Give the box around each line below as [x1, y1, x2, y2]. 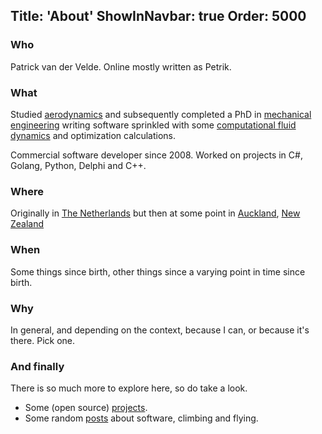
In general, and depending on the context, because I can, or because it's [10, 324, 310, 336]
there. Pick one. [10, 334, 76, 346]
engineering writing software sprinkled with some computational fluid [10, 119, 297, 131]
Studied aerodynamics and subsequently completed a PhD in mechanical [10, 108, 312, 120]
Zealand [10, 218, 45, 230]
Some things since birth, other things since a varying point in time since [10, 265, 306, 278]
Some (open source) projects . [24, 402, 148, 414]
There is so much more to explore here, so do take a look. [10, 382, 248, 394]
